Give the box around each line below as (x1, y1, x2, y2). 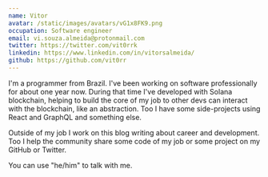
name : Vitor (8, 11, 48, 20)
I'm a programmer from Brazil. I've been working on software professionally (8, 78, 258, 88)
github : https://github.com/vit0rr (8, 57, 127, 65)
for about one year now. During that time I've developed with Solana (8, 86, 233, 96)
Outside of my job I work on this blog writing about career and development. (8, 127, 260, 137)
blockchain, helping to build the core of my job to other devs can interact (8, 95, 248, 105)
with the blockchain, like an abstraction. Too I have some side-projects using (8, 103, 261, 113)
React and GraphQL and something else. (8, 112, 142, 122)
